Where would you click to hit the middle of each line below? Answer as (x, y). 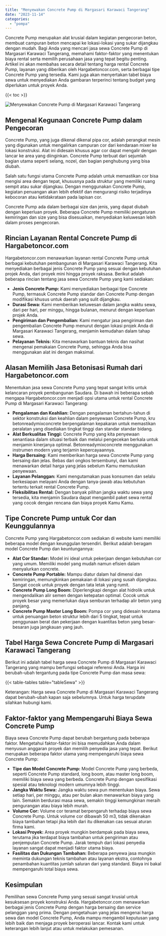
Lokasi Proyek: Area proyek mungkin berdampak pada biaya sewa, (81, 832)
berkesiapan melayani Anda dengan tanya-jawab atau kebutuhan (79, 481)
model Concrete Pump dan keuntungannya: (50, 549)
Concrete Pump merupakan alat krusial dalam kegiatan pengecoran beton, (81, 38)
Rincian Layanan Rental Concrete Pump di (71, 238)
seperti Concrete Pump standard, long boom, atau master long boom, (83, 774)
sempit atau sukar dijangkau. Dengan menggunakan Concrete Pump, (76, 186)
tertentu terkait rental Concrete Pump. (51, 487)
